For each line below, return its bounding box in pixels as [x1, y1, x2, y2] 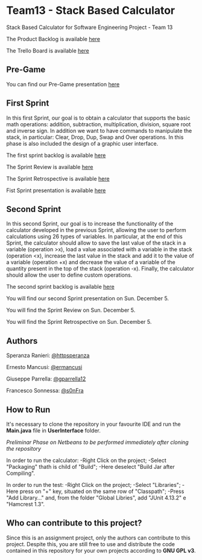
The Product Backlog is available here [6, 35, 101, 42]
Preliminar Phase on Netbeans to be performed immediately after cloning [6, 439, 189, 446]
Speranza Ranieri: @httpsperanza [6, 352, 90, 359]
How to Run [6, 404, 51, 414]
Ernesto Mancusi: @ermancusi [6, 364, 83, 371]
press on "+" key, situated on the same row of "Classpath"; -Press [19, 488, 185, 495]
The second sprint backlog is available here [6, 283, 115, 291]
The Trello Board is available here [6, 47, 89, 54]
